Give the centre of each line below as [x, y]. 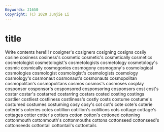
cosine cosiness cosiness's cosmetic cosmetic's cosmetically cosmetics [79, 58]
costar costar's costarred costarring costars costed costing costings [75, 94]
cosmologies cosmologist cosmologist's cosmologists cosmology [72, 73]
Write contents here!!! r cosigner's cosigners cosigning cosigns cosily [76, 52]
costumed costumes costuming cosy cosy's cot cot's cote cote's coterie [79, 104]
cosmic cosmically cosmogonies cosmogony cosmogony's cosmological [79, 68]
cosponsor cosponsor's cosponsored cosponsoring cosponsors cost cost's [82, 89]
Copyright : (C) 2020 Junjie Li [37, 14]
